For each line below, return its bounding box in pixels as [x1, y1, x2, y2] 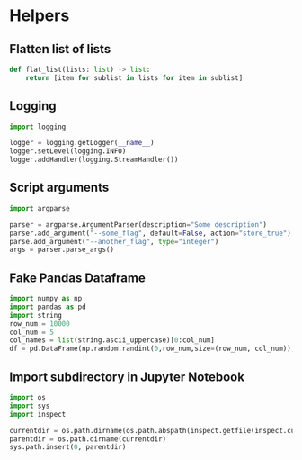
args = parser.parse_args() [9, 245, 115, 255]
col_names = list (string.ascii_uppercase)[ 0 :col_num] [9, 336, 216, 345]
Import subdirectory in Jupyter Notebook [9, 369, 245, 384]
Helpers [9, 5, 70, 26]
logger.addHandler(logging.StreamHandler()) [9, 155, 179, 165]
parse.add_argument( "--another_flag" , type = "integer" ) [9, 237, 219, 246]
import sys [9, 401, 50, 410]
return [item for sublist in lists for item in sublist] [25, 73, 244, 82]
